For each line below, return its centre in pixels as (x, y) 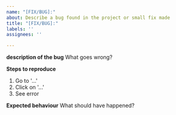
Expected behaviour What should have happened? (71, 106)
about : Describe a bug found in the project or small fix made (88, 18)
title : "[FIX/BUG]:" (33, 23)
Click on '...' (30, 87)
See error (27, 94)
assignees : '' (24, 35)
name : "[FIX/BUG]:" (31, 12)
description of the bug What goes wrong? (59, 57)
